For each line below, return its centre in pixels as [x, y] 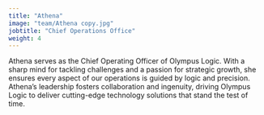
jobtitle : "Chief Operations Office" [72, 31]
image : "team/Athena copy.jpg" [61, 23]
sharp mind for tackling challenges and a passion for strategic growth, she [132, 70]
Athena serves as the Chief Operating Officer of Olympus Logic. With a [127, 61]
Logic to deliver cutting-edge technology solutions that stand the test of [128, 95]
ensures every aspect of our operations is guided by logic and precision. [129, 78]
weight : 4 [25, 38]
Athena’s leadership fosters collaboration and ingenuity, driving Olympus [130, 87]
